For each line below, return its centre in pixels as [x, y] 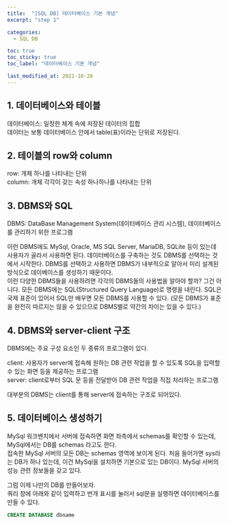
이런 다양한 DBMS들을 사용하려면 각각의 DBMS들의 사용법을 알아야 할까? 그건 [111, 281]
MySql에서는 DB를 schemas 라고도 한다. [62, 444]
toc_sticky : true [32, 58]
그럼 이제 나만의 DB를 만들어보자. [51, 485]
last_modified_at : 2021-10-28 [50, 76]
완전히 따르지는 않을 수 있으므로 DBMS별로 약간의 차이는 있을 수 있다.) [108, 307]
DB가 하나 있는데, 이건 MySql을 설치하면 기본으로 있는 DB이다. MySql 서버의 [116, 462]
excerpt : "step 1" [33, 20]
